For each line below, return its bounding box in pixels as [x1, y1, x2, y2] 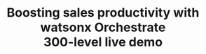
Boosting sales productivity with [6, 5, 200, 21]
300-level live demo [43, 35, 163, 50]
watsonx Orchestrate [40, 19, 166, 35]
